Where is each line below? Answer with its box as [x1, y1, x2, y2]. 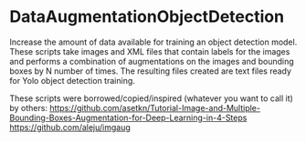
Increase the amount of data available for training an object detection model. [9, 36, 298, 47]
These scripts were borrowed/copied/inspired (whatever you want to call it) [9, 93, 294, 104]
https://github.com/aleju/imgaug [9, 121, 131, 133]
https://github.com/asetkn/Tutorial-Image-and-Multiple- [49, 102, 260, 113]
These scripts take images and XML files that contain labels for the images [9, 46, 290, 56]
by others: [9, 102, 48, 113]
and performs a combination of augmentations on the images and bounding [9, 56, 294, 66]
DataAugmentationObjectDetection [9, 6, 285, 27]
